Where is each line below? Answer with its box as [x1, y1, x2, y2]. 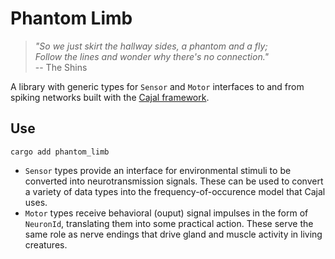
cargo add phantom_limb [10, 147, 110, 157]
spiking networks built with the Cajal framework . [10, 91, 210, 103]
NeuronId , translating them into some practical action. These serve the [24, 217, 314, 229]
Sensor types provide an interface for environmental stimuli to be [24, 164, 292, 176]
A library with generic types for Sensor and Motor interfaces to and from [10, 80, 305, 92]
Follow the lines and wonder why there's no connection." [34, 50, 270, 62]
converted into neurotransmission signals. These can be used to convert [24, 175, 324, 187]
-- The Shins [34, 61, 88, 73]
